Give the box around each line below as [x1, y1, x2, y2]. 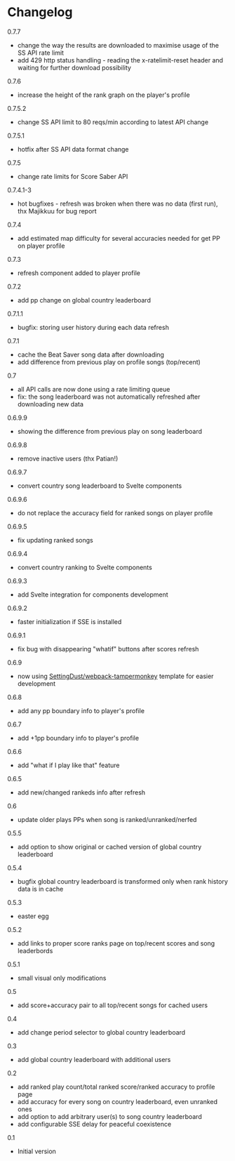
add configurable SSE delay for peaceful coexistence [17, 1120, 172, 1128]
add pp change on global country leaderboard [17, 296, 151, 304]
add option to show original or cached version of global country [17, 842, 202, 851]
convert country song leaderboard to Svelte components [17, 482, 182, 490]
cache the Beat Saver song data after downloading [17, 350, 165, 359]
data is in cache [17, 884, 64, 893]
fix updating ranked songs [17, 536, 93, 544]
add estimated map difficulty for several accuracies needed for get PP [17, 234, 221, 242]
